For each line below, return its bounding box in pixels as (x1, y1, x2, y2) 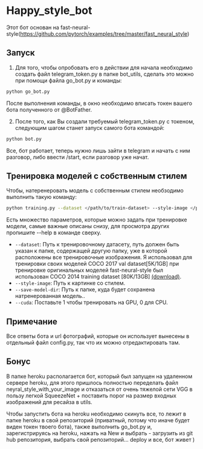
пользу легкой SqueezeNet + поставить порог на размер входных (6, 392, 177, 399)
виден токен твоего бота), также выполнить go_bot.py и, (6, 423, 152, 430)
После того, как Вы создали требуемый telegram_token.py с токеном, (14, 118, 195, 125)
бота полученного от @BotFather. (6, 106, 92, 113)
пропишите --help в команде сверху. (6, 229, 101, 237)
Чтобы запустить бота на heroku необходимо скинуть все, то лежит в (6, 410, 186, 417)
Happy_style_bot (6, 4, 92, 18)
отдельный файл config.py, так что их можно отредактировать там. (6, 339, 180, 346)
